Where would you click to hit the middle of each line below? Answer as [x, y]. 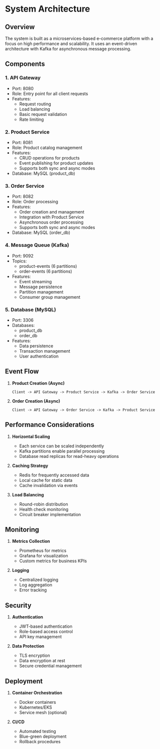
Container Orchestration [37, 693]
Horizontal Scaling [31, 436]
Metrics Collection [31, 541]
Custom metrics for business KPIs [53, 561]
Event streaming [36, 281]
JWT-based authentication [46, 626]
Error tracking [33, 590]
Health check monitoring [44, 509]
